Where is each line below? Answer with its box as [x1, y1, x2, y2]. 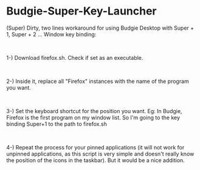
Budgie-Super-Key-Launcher [6, 4, 157, 18]
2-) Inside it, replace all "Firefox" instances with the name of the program [6, 77, 190, 85]
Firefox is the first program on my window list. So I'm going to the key [6, 114, 181, 121]
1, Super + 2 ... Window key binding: [6, 30, 97, 38]
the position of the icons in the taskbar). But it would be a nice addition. [6, 156, 185, 164]
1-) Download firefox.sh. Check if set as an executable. [6, 54, 143, 61]
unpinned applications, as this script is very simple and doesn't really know [6, 150, 195, 157]
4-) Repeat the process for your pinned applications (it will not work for [6, 143, 185, 151]
